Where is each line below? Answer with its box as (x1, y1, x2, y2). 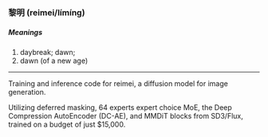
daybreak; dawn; (19, 47, 76, 57)
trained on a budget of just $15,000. (8, 119, 126, 129)
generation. (8, 87, 46, 96)
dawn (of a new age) (19, 56, 89, 65)
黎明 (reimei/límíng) (8, 6, 85, 18)
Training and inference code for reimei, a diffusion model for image (8, 78, 229, 88)
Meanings (8, 27, 43, 37)
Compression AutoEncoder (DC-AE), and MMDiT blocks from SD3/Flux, (8, 111, 243, 120)
